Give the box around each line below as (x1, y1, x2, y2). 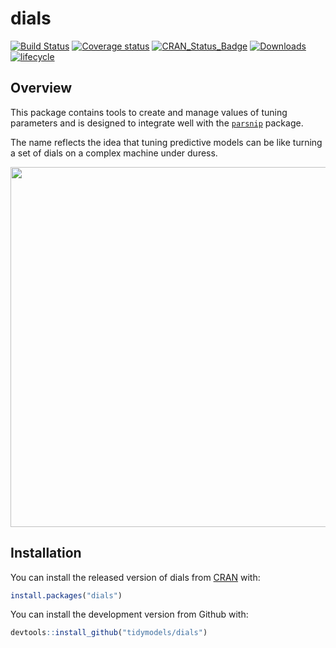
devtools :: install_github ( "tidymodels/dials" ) (10, 628, 208, 638)
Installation (10, 545, 82, 562)
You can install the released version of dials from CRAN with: (10, 571, 261, 583)
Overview (10, 80, 73, 97)
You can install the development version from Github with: (10, 608, 249, 621)
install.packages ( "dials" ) (10, 590, 123, 601)
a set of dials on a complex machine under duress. (10, 147, 218, 159)
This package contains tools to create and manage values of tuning (10, 106, 288, 118)
